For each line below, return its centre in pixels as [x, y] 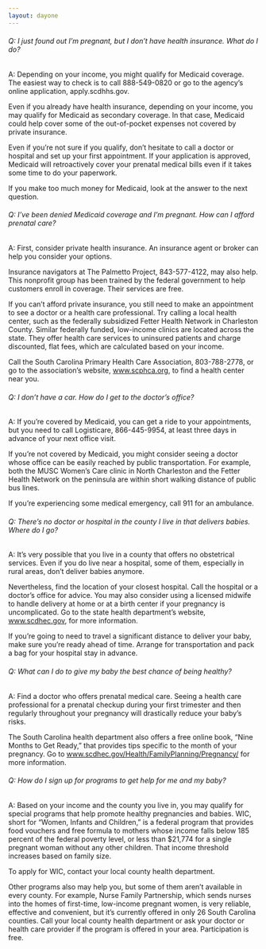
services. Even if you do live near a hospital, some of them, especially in [126, 563]
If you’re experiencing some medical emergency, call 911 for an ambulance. [131, 503]
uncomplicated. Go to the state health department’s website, [107, 612]
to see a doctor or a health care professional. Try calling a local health [122, 313]
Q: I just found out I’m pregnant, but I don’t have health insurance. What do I [133, 41]
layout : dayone [33, 16]
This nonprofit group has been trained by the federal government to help [127, 280]
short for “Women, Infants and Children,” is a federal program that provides [131, 822]
